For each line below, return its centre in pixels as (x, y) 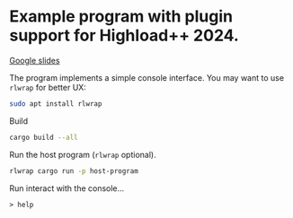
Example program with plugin (121, 17)
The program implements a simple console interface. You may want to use (147, 77)
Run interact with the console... (67, 188)
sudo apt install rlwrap (56, 104)
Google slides (35, 60)
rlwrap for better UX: (48, 87)
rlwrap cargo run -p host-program (74, 171)
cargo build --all (44, 137)
